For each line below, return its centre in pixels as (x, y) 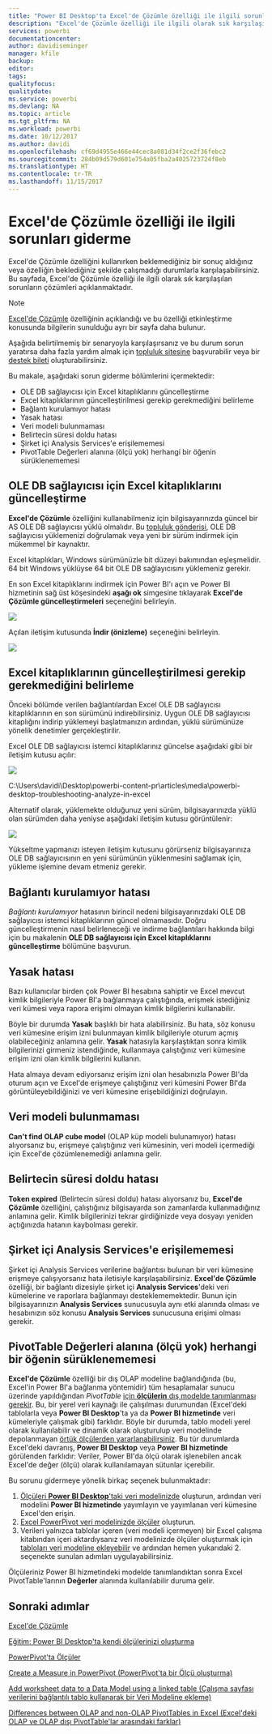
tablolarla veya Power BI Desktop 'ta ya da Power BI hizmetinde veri (122, 1413)
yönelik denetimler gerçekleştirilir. (65, 731)
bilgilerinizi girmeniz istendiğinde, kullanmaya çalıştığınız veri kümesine (127, 1050)
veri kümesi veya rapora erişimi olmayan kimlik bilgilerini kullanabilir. (122, 1009)
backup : (21, 62)
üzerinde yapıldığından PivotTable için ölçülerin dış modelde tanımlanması (132, 1396)
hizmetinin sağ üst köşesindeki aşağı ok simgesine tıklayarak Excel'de (125, 592)
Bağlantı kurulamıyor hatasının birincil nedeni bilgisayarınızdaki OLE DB (127, 912)
